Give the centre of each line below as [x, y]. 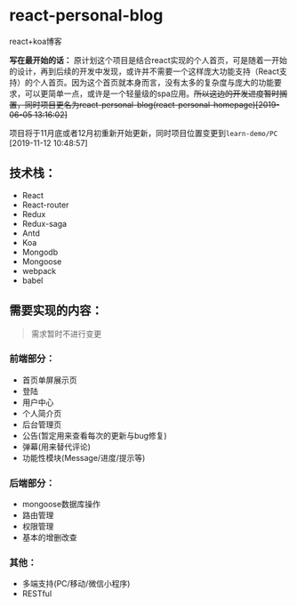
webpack [39, 271]
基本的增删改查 [49, 537]
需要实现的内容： [56, 311]
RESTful [37, 594]
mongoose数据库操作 [61, 505]
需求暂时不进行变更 [66, 334]
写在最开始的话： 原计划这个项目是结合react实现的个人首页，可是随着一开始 [148, 60]
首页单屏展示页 [49, 380]
